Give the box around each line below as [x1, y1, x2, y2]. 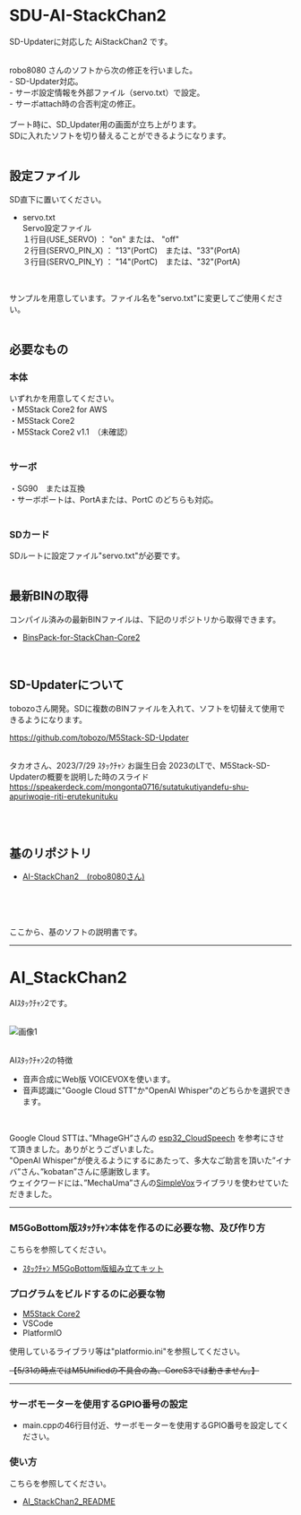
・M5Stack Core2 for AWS [9, 404, 107, 415]
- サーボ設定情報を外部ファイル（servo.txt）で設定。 [9, 87, 205, 98]
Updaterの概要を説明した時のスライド [9, 771, 150, 782]
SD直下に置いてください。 [9, 194, 107, 204]
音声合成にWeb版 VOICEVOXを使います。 [21, 1074, 176, 1085]
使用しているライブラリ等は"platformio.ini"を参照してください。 [9, 1346, 245, 1356]
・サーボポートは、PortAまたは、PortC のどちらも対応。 [9, 494, 219, 504]
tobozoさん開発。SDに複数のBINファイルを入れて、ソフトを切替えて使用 [9, 702, 278, 713]
